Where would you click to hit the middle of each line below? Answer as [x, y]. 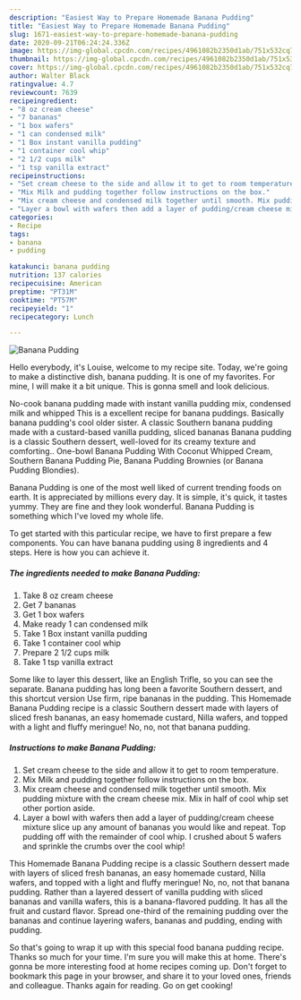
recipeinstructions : [48, 175]
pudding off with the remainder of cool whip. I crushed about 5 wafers [152, 837]
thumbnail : [30, 59]
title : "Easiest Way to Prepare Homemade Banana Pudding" [120, 26]
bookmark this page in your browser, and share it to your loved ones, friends [150, 976]
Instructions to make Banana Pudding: [83, 748]
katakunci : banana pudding [60, 267]
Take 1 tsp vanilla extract [68, 662]
